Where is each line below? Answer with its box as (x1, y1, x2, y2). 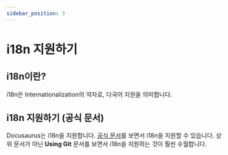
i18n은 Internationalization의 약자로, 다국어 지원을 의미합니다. (6, 90, 172, 98)
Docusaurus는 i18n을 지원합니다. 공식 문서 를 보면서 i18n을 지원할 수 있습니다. (6, 131, 214, 140)
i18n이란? (6, 71, 46, 83)
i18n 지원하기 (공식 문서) (6, 112, 104, 124)
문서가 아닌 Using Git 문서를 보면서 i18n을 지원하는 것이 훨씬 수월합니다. (13, 140, 207, 148)
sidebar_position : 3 (6, 10, 66, 17)
